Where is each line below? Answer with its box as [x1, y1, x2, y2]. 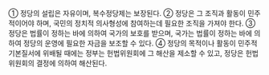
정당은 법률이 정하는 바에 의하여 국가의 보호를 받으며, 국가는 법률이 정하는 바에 [8, 29, 253, 37]
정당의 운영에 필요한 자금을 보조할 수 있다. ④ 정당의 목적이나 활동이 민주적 [22, 38, 258, 48]
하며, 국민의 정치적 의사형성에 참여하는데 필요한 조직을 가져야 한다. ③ [35, 18, 255, 28]
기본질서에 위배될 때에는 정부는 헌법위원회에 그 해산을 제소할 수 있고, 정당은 [8, 49, 244, 57]
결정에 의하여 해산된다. [35, 58, 108, 68]
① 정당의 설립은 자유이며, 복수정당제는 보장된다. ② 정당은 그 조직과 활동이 [8, 9, 247, 18]
